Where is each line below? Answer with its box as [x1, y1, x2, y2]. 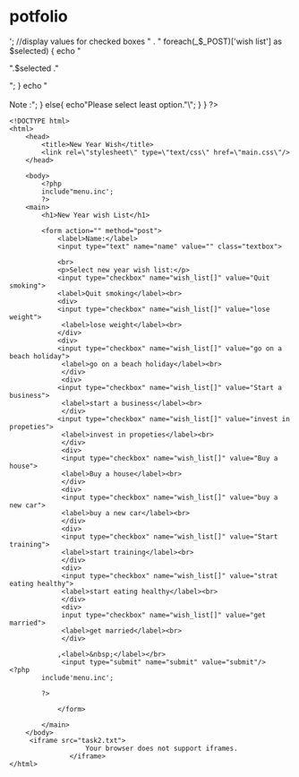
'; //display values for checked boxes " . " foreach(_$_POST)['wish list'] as [9, 36, 282, 47]
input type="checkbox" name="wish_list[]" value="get [61, 610, 267, 619]
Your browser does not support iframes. [85, 744, 239, 753]
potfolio [9, 6, 69, 27]
